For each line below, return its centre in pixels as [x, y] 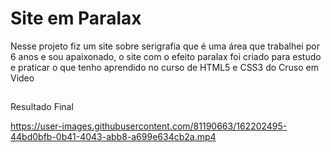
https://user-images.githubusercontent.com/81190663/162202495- [149, 126]
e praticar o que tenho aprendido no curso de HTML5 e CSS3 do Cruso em [165, 67]
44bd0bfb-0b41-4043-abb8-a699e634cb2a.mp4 [113, 137]
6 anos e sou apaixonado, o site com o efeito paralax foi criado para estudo [166, 56]
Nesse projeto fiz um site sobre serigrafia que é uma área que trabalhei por [165, 46]
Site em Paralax [76, 18]
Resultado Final [42, 107]
